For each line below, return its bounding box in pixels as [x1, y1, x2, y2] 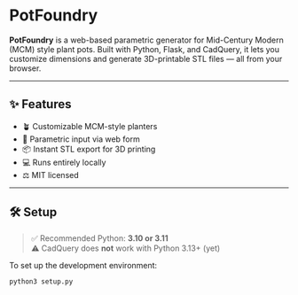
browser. [9, 63, 42, 74]
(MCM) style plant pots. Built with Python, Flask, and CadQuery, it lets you [9, 43, 280, 54]
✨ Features [9, 97, 72, 112]
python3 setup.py [9, 276, 74, 286]
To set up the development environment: [9, 260, 158, 270]
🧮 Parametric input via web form [21, 134, 140, 144]
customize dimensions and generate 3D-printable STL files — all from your [9, 53, 283, 64]
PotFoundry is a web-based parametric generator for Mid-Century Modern [9, 35, 284, 45]
